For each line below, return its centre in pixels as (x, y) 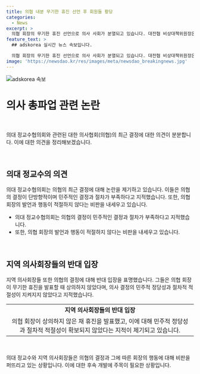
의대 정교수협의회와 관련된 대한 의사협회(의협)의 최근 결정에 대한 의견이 (88, 134)
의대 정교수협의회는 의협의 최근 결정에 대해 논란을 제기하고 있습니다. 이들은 (93, 190)
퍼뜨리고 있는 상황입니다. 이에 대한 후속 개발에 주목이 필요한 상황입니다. (89, 365)
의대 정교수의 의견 (37, 174)
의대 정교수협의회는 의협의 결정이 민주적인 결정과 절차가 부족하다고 (92, 217)
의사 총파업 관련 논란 (53, 105)
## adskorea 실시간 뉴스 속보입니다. (52, 45)
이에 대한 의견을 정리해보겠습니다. (53, 142)
